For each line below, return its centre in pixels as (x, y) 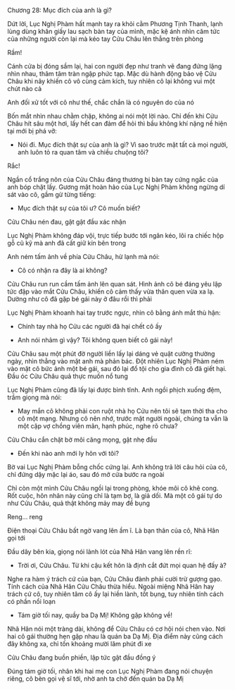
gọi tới (17, 538)
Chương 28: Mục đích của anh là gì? (60, 10)
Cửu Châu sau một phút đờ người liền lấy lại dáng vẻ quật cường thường (111, 353)
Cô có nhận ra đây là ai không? (62, 270)
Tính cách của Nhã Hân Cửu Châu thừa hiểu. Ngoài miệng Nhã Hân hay (111, 586)
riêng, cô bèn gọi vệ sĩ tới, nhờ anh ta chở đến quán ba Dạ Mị (96, 679)
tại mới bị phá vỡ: (32, 131)
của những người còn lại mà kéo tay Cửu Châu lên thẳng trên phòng (106, 39)
